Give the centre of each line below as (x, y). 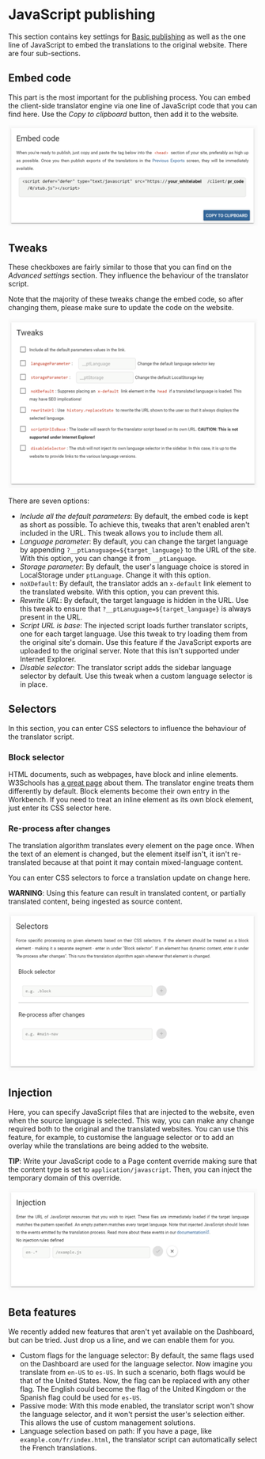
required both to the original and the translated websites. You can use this (129, 1128)
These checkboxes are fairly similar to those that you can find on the (120, 267)
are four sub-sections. (44, 53)
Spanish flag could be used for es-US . (81, 1397)
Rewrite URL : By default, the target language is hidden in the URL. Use (134, 600)
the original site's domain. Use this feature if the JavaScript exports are (135, 642)
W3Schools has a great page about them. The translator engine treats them (131, 783)
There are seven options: (49, 501)
